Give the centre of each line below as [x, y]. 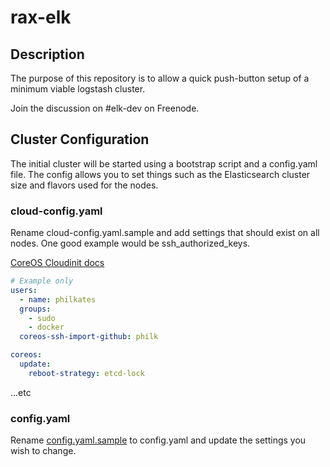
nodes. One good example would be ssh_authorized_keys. [130, 243]
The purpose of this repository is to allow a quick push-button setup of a [160, 78]
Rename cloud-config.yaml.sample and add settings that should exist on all [165, 233]
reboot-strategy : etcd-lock [86, 373]
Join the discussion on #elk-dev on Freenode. [105, 108]
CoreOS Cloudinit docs [57, 263]
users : [24, 290]
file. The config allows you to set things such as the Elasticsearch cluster [160, 174]
